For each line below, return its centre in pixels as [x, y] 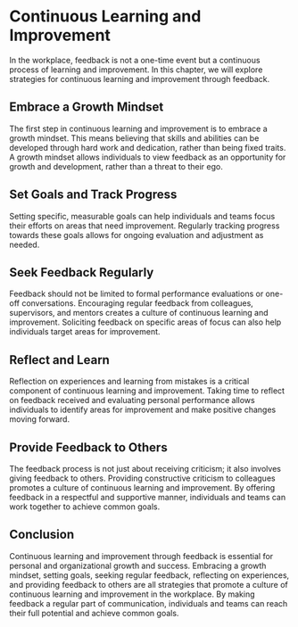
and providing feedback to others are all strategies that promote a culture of [149, 584]
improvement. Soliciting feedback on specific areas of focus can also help [145, 322]
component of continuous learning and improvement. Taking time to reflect [147, 391]
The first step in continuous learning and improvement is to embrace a [138, 128]
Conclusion [42, 535]
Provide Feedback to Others [88, 447]
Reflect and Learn [59, 360]
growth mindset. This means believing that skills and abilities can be [134, 138]
